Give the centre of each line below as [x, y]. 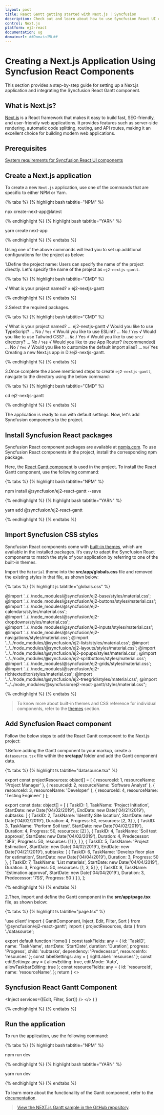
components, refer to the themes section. [59, 709]
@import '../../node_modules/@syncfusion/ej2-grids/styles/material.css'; [78, 664]
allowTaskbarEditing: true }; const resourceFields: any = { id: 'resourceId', [79, 967]
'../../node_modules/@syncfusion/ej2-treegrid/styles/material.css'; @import [81, 679]
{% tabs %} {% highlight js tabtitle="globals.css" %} [58, 586]
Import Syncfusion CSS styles [52, 535]
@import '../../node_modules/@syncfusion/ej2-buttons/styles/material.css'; [81, 601]
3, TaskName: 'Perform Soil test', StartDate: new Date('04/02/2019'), [74, 826]
